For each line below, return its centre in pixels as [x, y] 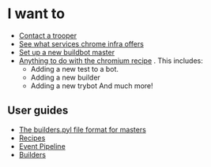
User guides [38, 111]
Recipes [32, 138]
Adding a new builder [65, 77]
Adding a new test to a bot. [75, 69]
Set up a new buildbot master [67, 52]
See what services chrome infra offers [81, 43]
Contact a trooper [47, 35]
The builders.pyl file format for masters [83, 129]
